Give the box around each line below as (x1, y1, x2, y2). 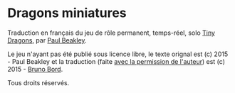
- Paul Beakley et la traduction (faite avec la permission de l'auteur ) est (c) (7, 57, 226, 65)
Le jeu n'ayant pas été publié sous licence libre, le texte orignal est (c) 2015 (7, 50, 229, 58)
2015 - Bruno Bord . (7, 65, 63, 73)
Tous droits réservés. (7, 78, 70, 87)
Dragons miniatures (7, 5, 127, 21)
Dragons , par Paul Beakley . (7, 35, 87, 44)
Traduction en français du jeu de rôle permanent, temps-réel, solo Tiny (7, 28, 216, 37)
